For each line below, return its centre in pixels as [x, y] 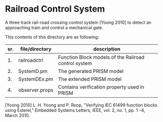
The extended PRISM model [90, 79]
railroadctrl [31, 60]
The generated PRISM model [91, 71]
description [106, 49]
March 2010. [17, 115]
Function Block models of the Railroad [101, 57]
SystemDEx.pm [36, 79]
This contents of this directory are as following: [52, 37]
